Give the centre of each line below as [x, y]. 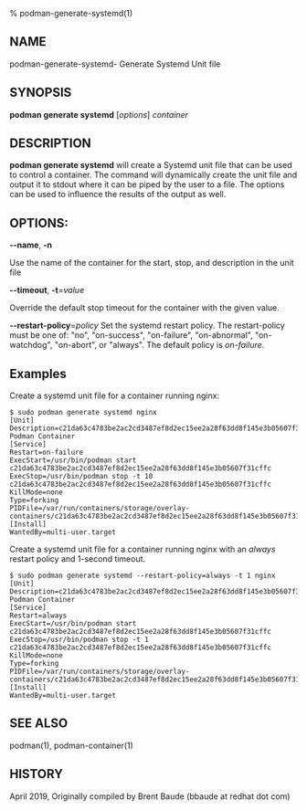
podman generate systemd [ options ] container [99, 114]
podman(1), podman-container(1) [72, 745]
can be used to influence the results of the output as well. [118, 195]
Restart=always [38, 616]
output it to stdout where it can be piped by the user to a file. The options [147, 184]
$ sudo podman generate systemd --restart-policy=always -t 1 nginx [143, 576]
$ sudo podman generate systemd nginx [83, 413]
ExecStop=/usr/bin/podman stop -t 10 [81, 477]
